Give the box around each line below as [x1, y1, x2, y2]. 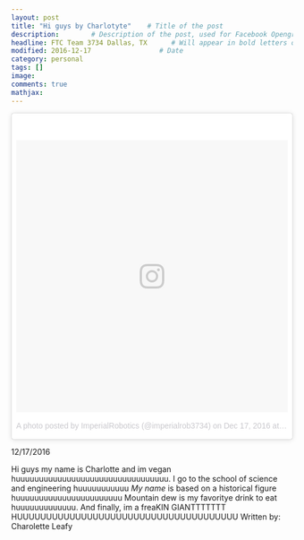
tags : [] [11, 64, 44, 73]
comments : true [11, 80, 68, 89]
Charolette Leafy [11, 520, 73, 531]
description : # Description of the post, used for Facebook [11, 30, 268, 39]
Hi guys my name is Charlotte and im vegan [11, 463, 172, 475]
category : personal [11, 55, 84, 64]
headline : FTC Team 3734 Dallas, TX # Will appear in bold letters [11, 38, 288, 47]
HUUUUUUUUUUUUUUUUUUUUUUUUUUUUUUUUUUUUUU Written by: [11, 511, 281, 522]
